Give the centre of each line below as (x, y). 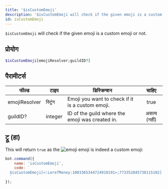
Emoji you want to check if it (100, 99)
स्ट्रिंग (50, 102)
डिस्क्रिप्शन (102, 90)
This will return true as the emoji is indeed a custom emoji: (74, 149)
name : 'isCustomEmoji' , (39, 163)
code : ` (22, 168)
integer (54, 116)
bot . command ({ (20, 158)
